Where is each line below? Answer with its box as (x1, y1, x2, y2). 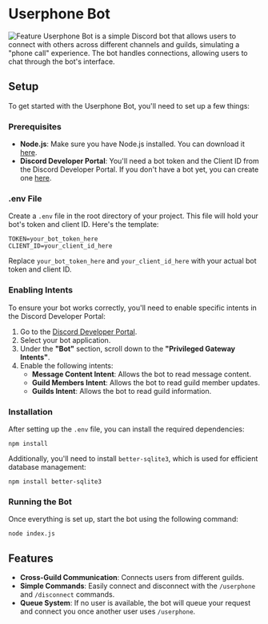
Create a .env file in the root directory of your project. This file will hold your (8, 211, 258, 221)
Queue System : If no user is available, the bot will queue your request (19, 598, 250, 608)
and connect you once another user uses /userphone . (19, 606, 196, 616)
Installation (8, 406, 54, 417)
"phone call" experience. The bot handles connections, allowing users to (8, 48, 248, 58)
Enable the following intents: (19, 360, 114, 370)
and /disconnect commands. (19, 590, 115, 599)
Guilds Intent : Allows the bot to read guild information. (31, 386, 212, 395)
